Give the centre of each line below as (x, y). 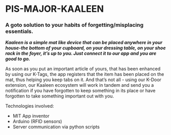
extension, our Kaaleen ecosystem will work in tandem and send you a (80, 85)
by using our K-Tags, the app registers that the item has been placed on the (85, 74)
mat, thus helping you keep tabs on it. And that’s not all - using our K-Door (83, 80)
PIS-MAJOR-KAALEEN (55, 9)
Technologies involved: (30, 106)
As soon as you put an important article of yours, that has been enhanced (83, 69)
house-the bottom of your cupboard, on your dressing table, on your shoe (85, 48)
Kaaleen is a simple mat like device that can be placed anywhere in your (84, 43)
